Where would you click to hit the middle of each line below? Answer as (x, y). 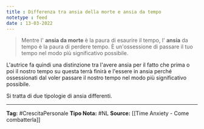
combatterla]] (23, 120)
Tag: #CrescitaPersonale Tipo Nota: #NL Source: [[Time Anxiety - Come (98, 113)
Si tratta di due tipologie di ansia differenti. (59, 96)
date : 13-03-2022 (29, 23)
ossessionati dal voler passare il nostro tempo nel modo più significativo (97, 78)
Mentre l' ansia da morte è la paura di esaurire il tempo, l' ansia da (104, 41)
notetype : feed (27, 18)
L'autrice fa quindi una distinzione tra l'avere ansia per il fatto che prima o (98, 65)
